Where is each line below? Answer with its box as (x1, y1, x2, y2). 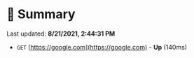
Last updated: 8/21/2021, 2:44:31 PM (6, 29, 116, 38)
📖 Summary (6, 6, 76, 22)
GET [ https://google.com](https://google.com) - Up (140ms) (16, 43, 187, 51)
